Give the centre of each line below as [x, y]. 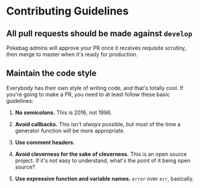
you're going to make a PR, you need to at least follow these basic [88, 94]
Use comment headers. [45, 142]
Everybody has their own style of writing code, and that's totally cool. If [95, 88]
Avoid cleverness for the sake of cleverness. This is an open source [101, 154]
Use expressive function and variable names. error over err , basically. [104, 178]
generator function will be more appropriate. [70, 131]
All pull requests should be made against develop [99, 34]
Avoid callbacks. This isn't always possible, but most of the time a [98, 124]
